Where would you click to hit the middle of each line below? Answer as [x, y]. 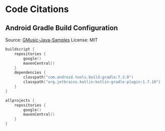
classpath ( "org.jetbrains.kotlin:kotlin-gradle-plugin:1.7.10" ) [92, 82]
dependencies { [30, 73]
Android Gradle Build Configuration [62, 28]
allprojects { [20, 100]
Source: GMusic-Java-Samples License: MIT [52, 40]
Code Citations [37, 9]
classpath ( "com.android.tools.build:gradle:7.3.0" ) [79, 77]
